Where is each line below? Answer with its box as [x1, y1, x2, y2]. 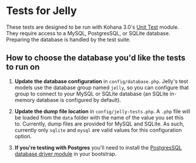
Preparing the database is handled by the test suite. [6, 36, 131, 43]
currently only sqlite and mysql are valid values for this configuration [14, 126, 182, 133]
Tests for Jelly [6, 4, 77, 18]
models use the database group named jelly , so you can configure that [14, 84, 189, 91]
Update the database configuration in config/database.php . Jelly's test [14, 77, 188, 84]
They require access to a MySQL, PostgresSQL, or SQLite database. [6, 29, 171, 36]
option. [14, 133, 32, 140]
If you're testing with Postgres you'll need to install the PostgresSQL [14, 144, 182, 151]
